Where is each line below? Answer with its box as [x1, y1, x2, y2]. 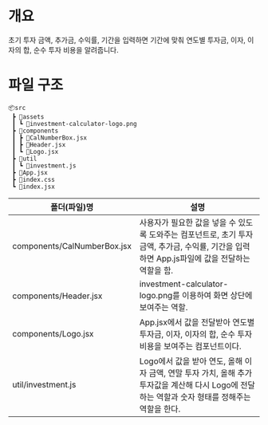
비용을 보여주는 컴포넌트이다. [139, 340, 242, 352]
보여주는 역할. [139, 301, 188, 313]
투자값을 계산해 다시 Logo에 [139, 380, 239, 391]
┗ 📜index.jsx [11, 183, 56, 191]
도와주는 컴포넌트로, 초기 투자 [148, 229, 254, 240]
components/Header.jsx [12, 290, 103, 301]
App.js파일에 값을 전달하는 [156, 253, 250, 264]
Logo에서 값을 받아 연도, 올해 [139, 356, 243, 367]
